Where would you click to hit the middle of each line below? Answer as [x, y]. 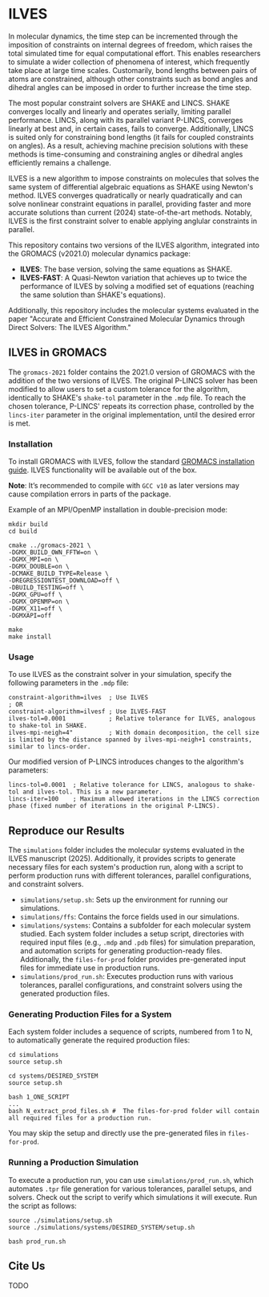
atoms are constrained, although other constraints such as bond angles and [133, 79]
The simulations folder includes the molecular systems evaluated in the [126, 850]
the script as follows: [43, 1205]
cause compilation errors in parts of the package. [90, 494]
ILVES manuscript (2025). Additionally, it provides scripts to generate [122, 859]
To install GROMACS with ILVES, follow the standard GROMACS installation [131, 462]
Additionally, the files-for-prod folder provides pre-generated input [132, 960]
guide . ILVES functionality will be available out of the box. [103, 470]
